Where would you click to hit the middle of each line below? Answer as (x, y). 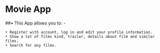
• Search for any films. (31, 45)
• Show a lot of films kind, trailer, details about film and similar (80, 36)
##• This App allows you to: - (35, 23)
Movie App (28, 9)
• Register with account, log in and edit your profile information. (79, 32)
